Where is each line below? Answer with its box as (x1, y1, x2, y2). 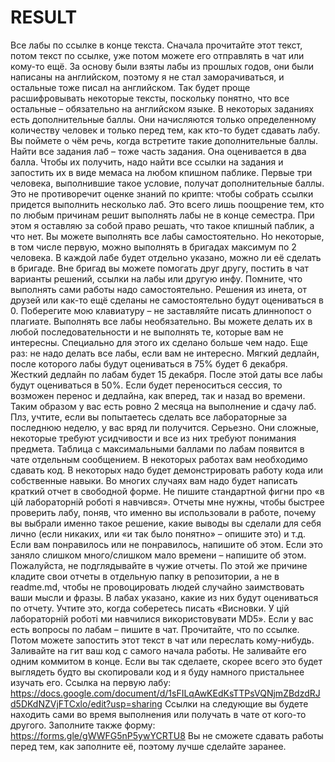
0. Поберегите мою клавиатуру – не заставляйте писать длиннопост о (10, 304, 312, 316)
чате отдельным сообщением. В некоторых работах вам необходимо (10, 453, 308, 465)
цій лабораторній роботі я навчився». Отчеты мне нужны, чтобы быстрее (10, 496, 325, 508)
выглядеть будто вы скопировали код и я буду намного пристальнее (10, 666, 305, 678)
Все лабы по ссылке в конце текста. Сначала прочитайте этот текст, (10, 39, 303, 51)
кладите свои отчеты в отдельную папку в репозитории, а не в (10, 570, 280, 582)
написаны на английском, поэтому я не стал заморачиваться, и (10, 71, 285, 83)
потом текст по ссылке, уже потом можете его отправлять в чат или (10, 49, 305, 61)
